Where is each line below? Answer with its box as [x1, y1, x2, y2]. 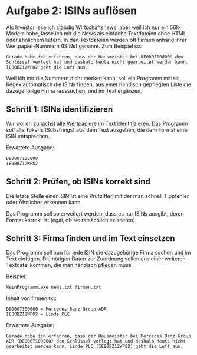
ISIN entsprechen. [6, 132, 50, 139]
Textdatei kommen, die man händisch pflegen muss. [6, 262, 133, 269]
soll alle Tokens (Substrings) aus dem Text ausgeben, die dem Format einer [6, 126, 190, 133]
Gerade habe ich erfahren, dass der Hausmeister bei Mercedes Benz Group [6, 333, 192, 339]
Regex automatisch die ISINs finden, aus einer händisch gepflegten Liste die [6, 81, 192, 88]
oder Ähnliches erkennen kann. [6, 198, 83, 206]
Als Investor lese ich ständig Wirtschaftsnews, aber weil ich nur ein [6, 24, 169, 31]
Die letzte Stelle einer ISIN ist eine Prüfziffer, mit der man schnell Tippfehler [6, 192, 189, 199]
